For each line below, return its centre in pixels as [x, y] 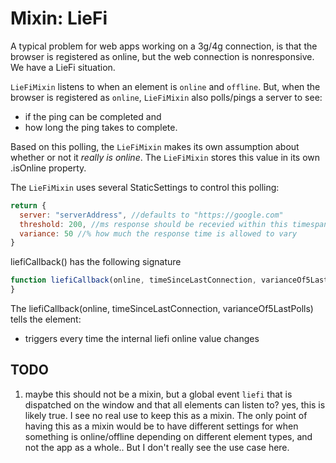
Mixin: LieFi [59, 18]
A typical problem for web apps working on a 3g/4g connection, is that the [164, 46]
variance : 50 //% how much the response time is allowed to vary [158, 233]
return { [28, 205]
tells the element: [46, 319]
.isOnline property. [48, 168]
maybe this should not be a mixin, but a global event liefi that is [158, 394]
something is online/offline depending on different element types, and [168, 436]
